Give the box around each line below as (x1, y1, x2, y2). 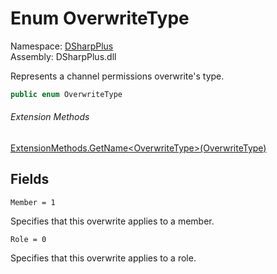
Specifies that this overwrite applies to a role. (10, 252, 197, 264)
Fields (10, 171, 50, 188)
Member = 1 (10, 197, 56, 207)
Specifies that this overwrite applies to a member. (10, 215, 215, 227)
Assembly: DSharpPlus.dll (10, 50, 117, 62)
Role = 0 (10, 234, 47, 244)
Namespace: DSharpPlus (10, 40, 114, 52)
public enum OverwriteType (10, 89, 123, 99)
